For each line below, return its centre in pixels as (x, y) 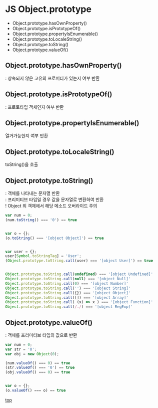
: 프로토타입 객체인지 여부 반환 (34, 107)
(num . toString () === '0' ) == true (41, 220)
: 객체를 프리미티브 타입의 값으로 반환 (41, 335)
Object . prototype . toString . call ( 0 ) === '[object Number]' (67, 283)
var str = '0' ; (21, 349)
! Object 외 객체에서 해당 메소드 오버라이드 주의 (51, 206)
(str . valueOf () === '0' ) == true (40, 368)
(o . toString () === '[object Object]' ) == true (54, 238)
